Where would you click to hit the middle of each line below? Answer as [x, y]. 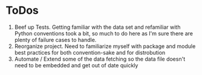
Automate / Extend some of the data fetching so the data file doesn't [100, 59]
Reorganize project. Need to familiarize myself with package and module [105, 46]
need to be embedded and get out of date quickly [76, 65]
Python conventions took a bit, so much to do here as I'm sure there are [103, 33]
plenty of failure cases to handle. [55, 40]
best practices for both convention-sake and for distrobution [90, 52]
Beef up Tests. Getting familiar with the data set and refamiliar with [97, 27]
